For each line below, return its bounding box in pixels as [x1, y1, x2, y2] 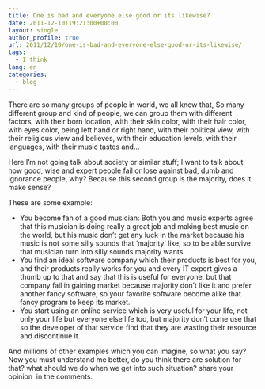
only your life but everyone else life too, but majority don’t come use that [19, 314, 257, 323]
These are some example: [8, 197, 93, 207]
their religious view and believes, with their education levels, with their [8, 133, 237, 143]
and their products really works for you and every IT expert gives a [19, 263, 237, 273]
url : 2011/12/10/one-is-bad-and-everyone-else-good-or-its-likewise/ [8, 41, 243, 49]
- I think [15, 56, 47, 64]
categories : [8, 71, 47, 78]
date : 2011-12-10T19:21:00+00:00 [8, 19, 119, 27]
